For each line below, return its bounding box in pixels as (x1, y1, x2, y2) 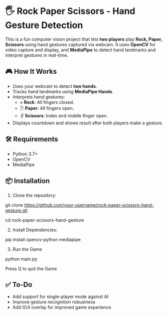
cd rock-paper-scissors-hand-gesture (5, 217, 84, 223)
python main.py (5, 256, 38, 262)
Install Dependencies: (12, 227, 58, 233)
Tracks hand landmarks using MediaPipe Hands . (12, 88, 114, 94)
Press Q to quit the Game (5, 266, 57, 272)
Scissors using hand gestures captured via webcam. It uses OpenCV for (5, 41, 156, 47)
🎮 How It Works (5, 67, 57, 76)
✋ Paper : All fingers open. (20, 105, 74, 111)
